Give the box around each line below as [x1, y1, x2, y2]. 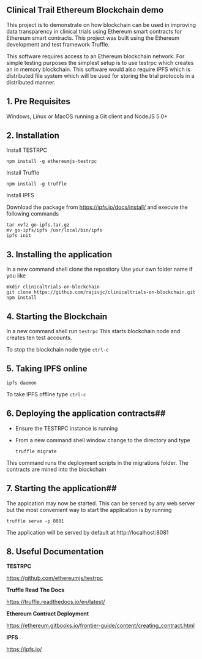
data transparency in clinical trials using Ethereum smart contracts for [6, 28, 182, 35]
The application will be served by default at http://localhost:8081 [6, 529, 169, 536]
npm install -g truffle [6, 181, 67, 187]
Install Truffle [6, 169, 40, 176]
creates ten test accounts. [6, 334, 72, 342]
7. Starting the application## [6, 483, 118, 494]
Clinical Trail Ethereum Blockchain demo [6, 5, 164, 15]
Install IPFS [6, 192, 35, 199]
